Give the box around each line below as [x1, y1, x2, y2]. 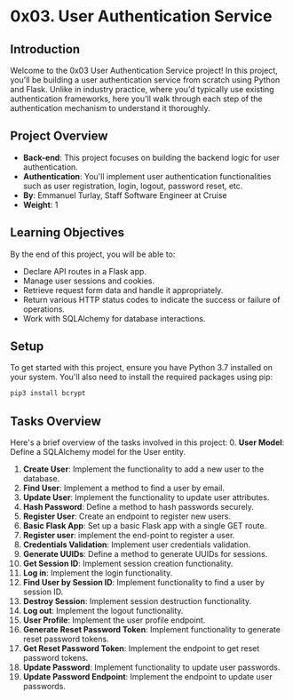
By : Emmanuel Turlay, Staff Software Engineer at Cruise [22, 189, 227, 201]
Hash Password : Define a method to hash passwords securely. [22, 502, 254, 513]
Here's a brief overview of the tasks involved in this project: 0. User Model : [10, 437, 285, 448]
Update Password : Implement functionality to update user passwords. [22, 662, 281, 672]
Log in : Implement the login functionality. [22, 568, 173, 578]
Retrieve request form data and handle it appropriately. [22, 284, 224, 295]
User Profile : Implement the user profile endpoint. [22, 615, 206, 625]
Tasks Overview [10, 413, 101, 428]
